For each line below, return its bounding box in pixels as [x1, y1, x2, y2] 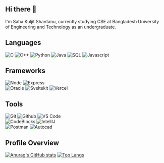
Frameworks [5, 67, 46, 75]
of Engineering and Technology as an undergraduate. [5, 24, 116, 30]
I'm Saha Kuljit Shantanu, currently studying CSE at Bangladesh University [5, 18, 159, 24]
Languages [5, 38, 41, 47]
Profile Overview [5, 138, 60, 147]
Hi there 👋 [5, 5, 37, 14]
